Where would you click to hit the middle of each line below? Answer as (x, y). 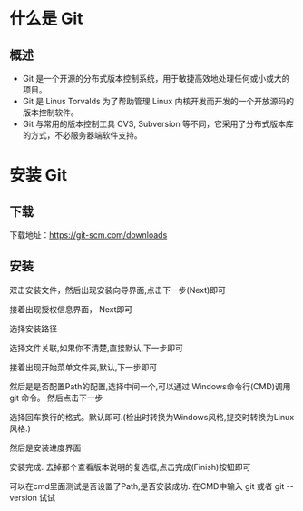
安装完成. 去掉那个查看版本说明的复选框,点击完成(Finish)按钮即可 (130, 467)
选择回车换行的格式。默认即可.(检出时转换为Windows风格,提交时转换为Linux (152, 417)
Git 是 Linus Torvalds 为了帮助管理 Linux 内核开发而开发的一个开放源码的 (158, 101)
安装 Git (39, 176)
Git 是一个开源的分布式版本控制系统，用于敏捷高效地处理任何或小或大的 (156, 79)
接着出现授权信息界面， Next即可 (71, 309)
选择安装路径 (33, 329)
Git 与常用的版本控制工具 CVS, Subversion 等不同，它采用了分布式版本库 (158, 124)
